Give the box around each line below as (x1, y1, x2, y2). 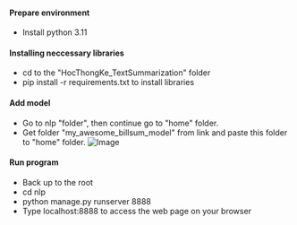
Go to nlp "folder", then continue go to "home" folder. (21, 117, 219, 128)
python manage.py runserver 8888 (21, 195, 152, 206)
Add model (9, 98, 51, 108)
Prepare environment (9, 7, 90, 18)
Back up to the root (21, 177, 94, 187)
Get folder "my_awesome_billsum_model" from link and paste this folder (21, 126, 288, 138)
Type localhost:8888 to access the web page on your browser (21, 205, 252, 216)
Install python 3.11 (21, 27, 88, 38)
